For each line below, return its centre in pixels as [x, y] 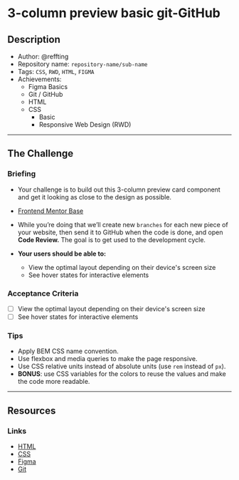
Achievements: [39, 79]
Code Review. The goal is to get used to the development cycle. [112, 239]
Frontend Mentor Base [51, 211]
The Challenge [41, 153]
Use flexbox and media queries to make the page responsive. [107, 359]
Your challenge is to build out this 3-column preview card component [119, 189]
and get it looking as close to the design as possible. [95, 197]
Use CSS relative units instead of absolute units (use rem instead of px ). [122, 366]
